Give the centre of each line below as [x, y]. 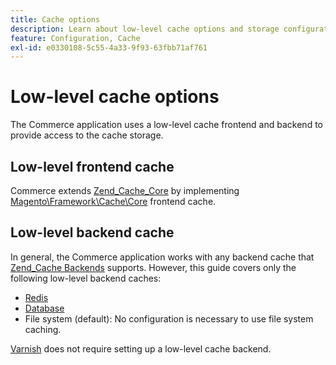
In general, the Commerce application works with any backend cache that [162, 257]
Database [44, 308]
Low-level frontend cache [92, 166]
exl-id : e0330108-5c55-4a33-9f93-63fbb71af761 [109, 47]
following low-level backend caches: [86, 278]
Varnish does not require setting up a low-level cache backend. [141, 348]
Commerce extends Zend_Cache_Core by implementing [125, 190]
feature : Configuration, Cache [75, 38]
